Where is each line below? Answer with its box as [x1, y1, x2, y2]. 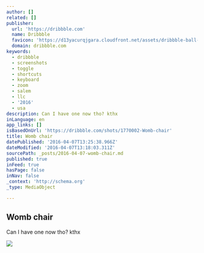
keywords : [6, 49, 32, 55]
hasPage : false [6, 167, 45, 173]
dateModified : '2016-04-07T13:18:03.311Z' [6, 144, 115, 151]
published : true [6, 156, 47, 162]
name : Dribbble [12, 32, 50, 38]
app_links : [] [6, 122, 42, 128]
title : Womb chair [6, 133, 53, 140]
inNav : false [6, 173, 39, 179]
